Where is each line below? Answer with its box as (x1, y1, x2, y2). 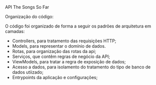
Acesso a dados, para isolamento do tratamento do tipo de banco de (12, 64, 151, 70)
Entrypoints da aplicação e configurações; (12, 75, 98, 80)
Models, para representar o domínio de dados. (12, 43, 106, 49)
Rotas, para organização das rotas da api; (12, 49, 96, 54)
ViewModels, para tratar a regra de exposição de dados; (12, 59, 126, 64)
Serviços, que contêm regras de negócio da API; (12, 54, 110, 59)
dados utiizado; (12, 69, 44, 75)
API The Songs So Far (5, 4, 49, 10)
